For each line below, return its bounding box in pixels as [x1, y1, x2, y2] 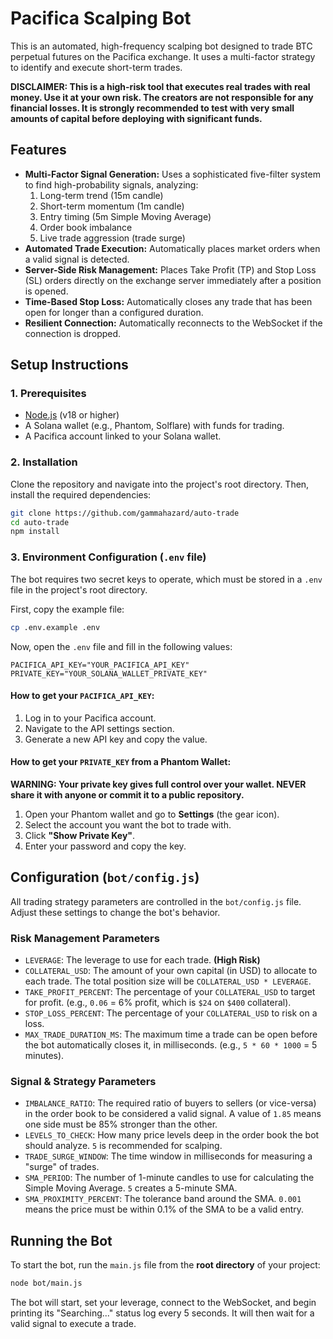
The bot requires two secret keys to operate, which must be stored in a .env [10, 573, 323, 585]
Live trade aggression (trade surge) [39, 232, 186, 244]
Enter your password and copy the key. [24, 840, 187, 852]
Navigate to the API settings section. [24, 722, 175, 734]
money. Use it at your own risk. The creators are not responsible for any [10, 91, 314, 103]
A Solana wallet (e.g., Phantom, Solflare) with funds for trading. [24, 420, 285, 432]
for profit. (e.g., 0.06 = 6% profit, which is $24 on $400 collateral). [24, 997, 292, 1009]
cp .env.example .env [10, 622, 101, 632]
